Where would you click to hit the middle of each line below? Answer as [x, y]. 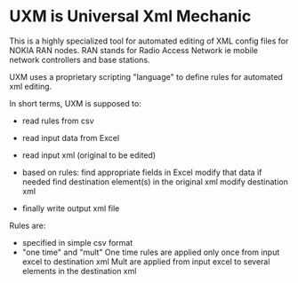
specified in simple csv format [77, 242]
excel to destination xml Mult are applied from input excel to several [146, 261]
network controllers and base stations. [80, 59]
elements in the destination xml [79, 271]
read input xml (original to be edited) [89, 155]
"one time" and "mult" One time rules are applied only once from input [151, 252]
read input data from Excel [71, 138]
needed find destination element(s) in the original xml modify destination [155, 181]
